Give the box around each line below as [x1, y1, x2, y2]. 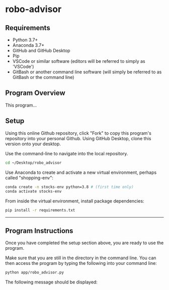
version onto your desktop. [5, 141, 61, 147]
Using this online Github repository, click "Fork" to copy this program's [5, 130, 152, 136]
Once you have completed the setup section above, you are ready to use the [5, 240, 164, 246]
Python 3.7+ [12, 37, 38, 43]
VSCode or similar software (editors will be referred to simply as [12, 58, 145, 64]
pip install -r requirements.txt [5, 208, 75, 213]
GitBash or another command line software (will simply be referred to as [12, 69, 162, 75]
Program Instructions [5, 226, 73, 235]
